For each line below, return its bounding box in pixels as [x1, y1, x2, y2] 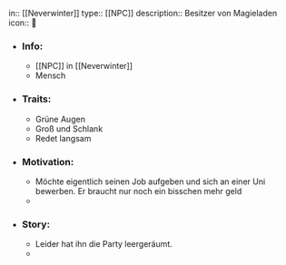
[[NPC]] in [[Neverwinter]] [35, 61, 133, 72]
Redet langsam [35, 132, 92, 143]
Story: [21, 218, 51, 231]
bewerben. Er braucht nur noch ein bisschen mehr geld [35, 185, 242, 196]
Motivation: [21, 155, 74, 168]
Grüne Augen [35, 113, 85, 124]
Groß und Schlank [35, 123, 104, 134]
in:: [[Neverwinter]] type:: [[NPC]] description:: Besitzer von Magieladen [8, 8, 278, 18]
